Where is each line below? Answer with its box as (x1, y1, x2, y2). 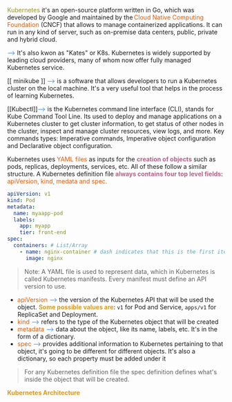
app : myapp (19, 223, 51, 230)
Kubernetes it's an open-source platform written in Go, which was (7, 6, 195, 14)
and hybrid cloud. (7, 35, 57, 44)
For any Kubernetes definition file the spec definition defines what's (23, 367, 217, 376)
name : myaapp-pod (13, 210, 64, 217)
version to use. (23, 282, 67, 290)
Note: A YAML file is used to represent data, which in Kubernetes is (23, 267, 215, 275)
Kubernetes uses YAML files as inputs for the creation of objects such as (7, 155, 216, 163)
